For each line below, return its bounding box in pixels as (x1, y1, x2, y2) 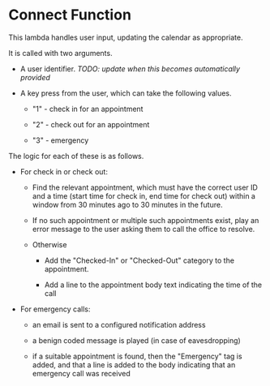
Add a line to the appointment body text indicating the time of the (44, 280, 263, 289)
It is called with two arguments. (8, 48, 113, 58)
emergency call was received (32, 368, 131, 378)
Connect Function (8, 6, 132, 24)
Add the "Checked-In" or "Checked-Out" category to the (44, 255, 235, 265)
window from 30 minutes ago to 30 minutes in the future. (32, 199, 223, 209)
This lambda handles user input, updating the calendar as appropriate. (8, 32, 243, 42)
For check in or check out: (19, 166, 108, 176)
